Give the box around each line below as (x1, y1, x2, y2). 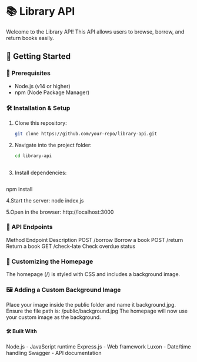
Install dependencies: (14, 169, 67, 176)
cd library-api (14, 152, 52, 159)
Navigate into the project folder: (14, 141, 92, 148)
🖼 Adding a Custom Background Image (6, 286, 121, 294)
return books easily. (6, 34, 54, 41)
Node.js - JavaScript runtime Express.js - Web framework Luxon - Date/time (6, 343, 191, 350)
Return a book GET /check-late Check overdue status (6, 243, 136, 250)
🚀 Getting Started (6, 51, 71, 62)
